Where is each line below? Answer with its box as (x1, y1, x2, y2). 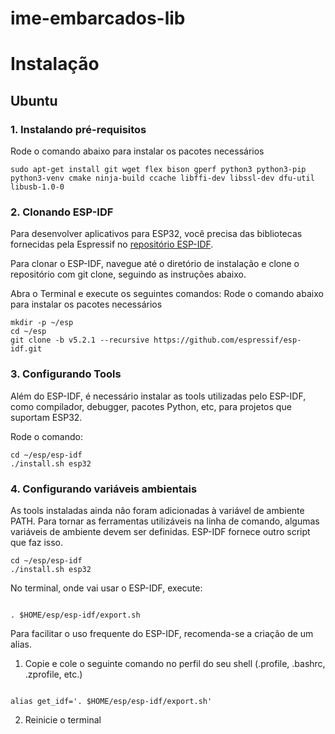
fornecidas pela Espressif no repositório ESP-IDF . (10, 238, 214, 251)
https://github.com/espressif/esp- (153, 335, 302, 346)
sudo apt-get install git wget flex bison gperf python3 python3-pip (10, 165, 307, 175)
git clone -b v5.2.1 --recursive (10, 335, 150, 346)
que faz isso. (10, 536, 64, 548)
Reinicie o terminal (24, 713, 102, 726)
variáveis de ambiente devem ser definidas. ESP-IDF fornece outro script (10, 525, 311, 537)
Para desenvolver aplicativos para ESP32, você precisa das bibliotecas (10, 228, 303, 240)
